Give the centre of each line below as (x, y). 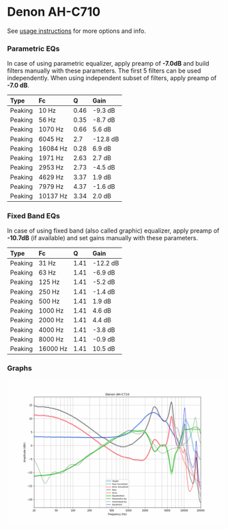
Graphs (19, 368)
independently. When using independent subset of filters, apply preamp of (112, 78)
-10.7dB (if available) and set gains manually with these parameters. (102, 238)
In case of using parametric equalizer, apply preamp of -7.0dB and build (108, 64)
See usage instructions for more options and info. (77, 31)
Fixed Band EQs (33, 216)
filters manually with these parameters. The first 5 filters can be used (104, 71)
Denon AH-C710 (54, 12)
